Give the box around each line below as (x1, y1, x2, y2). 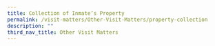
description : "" (7, 22, 54, 29)
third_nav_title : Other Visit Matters (7, 28, 119, 36)
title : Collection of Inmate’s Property (7, 9, 125, 17)
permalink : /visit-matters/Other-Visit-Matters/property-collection (7, 16, 208, 23)
